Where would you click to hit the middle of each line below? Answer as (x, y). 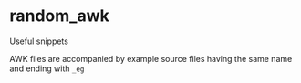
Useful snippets (39, 41)
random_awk (59, 16)
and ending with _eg (47, 68)
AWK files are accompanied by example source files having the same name (151, 58)
